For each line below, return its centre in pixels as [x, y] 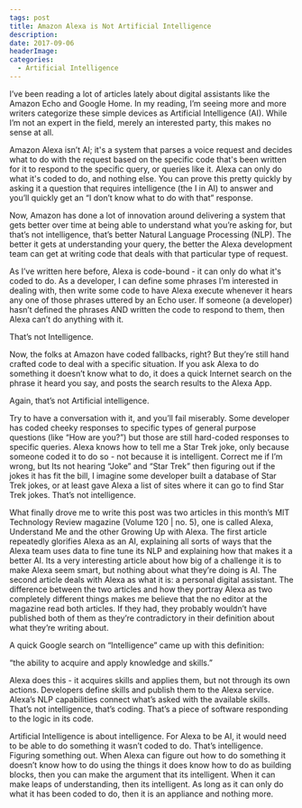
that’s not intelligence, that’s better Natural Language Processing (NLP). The [151, 234]
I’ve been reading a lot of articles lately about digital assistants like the [140, 94]
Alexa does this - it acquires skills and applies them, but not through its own [150, 680]
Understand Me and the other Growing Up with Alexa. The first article [138, 531]
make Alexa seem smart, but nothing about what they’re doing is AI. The [143, 569]
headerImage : [34, 52]
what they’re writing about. [59, 627]
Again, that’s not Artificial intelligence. [80, 400]
